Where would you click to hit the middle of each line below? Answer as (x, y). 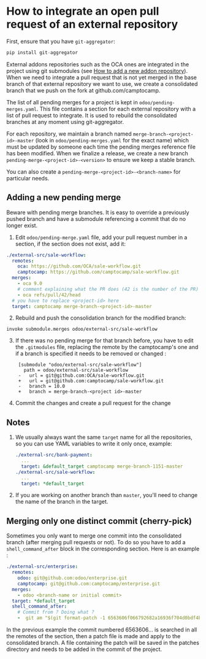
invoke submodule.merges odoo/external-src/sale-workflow (82, 329)
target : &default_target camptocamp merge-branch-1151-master (102, 466)
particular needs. (28, 178)
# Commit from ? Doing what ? (56, 612)
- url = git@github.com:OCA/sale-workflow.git (82, 376)
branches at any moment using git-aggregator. (65, 121)
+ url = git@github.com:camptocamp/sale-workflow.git (91, 381)
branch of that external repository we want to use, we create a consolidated (102, 83)
